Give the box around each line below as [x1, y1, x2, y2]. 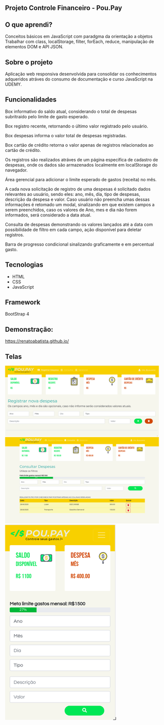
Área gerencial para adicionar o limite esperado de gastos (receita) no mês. [5, 176, 157, 182]
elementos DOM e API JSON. [5, 44, 63, 50]
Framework [5, 298, 41, 307]
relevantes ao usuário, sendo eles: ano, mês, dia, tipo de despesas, [5, 191, 141, 197]
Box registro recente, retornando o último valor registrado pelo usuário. [5, 123, 148, 129]
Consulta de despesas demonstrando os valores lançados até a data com [5, 221, 153, 227]
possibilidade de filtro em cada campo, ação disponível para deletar [5, 227, 142, 233]
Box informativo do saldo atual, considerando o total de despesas [5, 108, 137, 114]
